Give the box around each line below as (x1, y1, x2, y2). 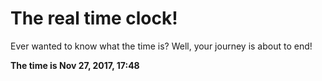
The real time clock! (10, 7, 178, 30)
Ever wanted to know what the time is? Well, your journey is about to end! (10, 40, 313, 52)
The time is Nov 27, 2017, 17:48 (10, 59, 140, 71)
